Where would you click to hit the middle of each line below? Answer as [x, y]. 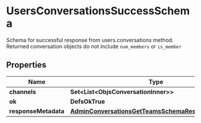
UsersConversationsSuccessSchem [98, 11]
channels [23, 92]
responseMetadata [37, 111]
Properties [26, 65]
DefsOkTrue [88, 101]
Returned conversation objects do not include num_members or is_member [94, 46]
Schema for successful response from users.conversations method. [90, 40]
